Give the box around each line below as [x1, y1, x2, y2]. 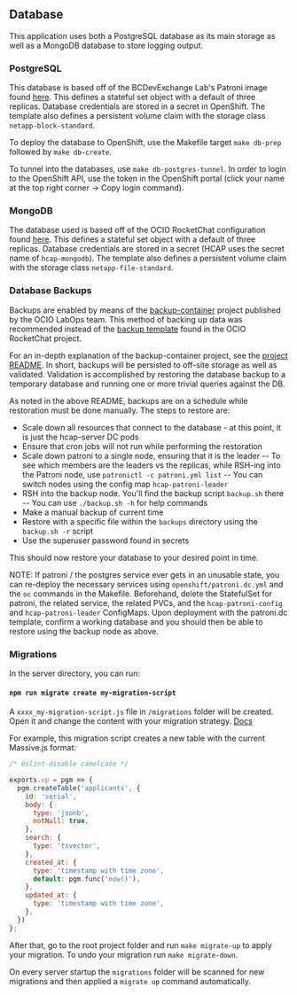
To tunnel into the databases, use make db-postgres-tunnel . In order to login [9, 164, 286, 175]
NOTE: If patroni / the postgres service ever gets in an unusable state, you [9, 569, 280, 579]
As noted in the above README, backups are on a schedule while [9, 395, 248, 406]
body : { [25, 800, 53, 809]
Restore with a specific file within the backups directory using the [21, 516, 259, 526]
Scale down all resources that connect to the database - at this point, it [21, 422, 282, 432]
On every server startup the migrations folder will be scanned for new [9, 966, 265, 977]
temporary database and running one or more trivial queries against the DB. [9, 378, 285, 389]
